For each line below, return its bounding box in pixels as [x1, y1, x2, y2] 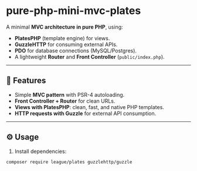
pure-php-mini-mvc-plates [6, 4, 141, 18]
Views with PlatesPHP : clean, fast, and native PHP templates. [14, 103, 164, 110]
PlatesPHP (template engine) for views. [14, 34, 110, 41]
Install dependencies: [14, 148, 67, 155]
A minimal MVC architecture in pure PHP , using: [6, 23, 123, 30]
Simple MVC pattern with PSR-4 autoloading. [14, 91, 125, 98]
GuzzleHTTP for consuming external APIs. [14, 41, 118, 48]
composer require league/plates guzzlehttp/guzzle [6, 159, 133, 165]
